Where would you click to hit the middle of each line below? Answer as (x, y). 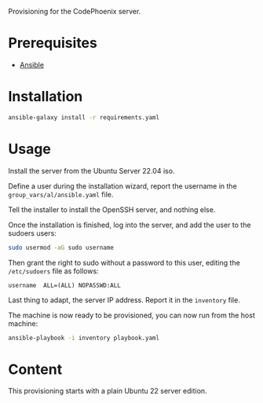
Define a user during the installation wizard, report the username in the (122, 186)
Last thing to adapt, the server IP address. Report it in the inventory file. (124, 300)
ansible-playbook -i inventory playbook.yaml (84, 338)
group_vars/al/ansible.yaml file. (61, 194)
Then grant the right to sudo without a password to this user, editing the (124, 262)
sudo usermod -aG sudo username (61, 247)
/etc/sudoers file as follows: (54, 271)
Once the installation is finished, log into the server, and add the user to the (130, 225)
